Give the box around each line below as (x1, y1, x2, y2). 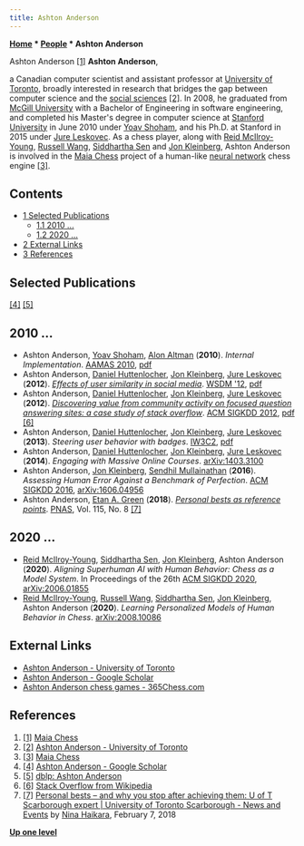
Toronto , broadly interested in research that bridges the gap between (9, 83, 268, 93)
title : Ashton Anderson (9, 13, 100, 23)
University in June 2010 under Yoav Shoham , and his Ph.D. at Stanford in (9, 122, 281, 132)
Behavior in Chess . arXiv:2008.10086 (22, 611, 162, 622)
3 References (22, 248, 74, 259)
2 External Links (22, 239, 83, 250)
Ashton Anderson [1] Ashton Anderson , (9, 55, 159, 66)
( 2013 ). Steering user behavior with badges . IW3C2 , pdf (22, 436, 234, 447)
